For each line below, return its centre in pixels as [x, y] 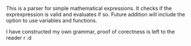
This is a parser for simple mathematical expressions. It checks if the [89, 8]
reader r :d [19, 38]
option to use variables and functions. [52, 20]
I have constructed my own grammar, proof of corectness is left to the [91, 32]
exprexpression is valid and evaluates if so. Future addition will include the [96, 14]
